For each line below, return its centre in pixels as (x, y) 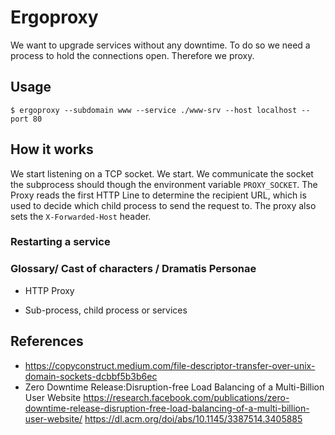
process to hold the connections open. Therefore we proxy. (132, 55)
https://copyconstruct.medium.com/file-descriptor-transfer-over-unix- (170, 365)
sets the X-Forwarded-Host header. (81, 216)
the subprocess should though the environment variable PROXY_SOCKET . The (164, 184)
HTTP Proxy (49, 290)
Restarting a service (60, 242)
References (47, 341)
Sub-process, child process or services (106, 310)
